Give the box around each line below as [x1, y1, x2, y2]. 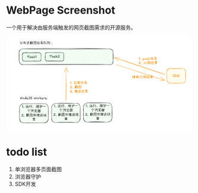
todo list [6, 145, 47, 159]
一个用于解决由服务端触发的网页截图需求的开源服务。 [6, 24, 136, 31]
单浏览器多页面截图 [14, 165, 62, 172]
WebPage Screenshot [6, 4, 116, 17]
